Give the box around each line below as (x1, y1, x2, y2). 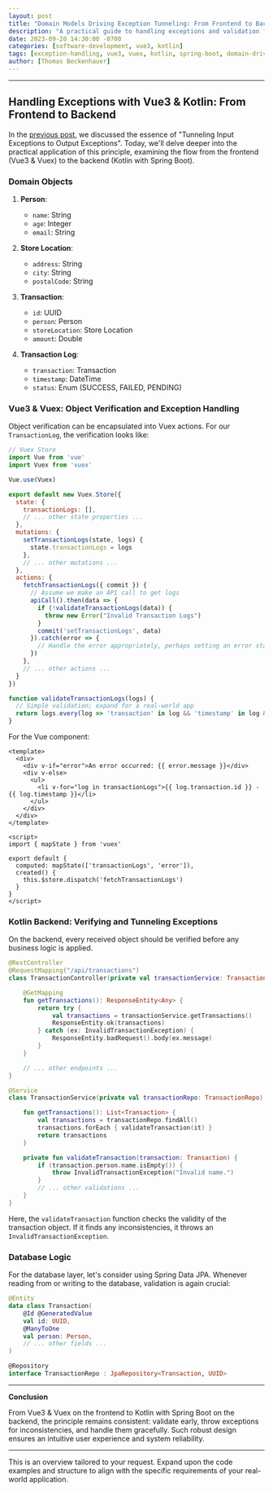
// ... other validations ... (37, 1184, 140, 1192)
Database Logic (8, 1251, 71, 1262)
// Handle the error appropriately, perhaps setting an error (37, 642, 253, 650)
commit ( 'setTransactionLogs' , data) (37, 626, 162, 635)
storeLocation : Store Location (32, 325, 133, 335)
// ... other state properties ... (23, 513, 144, 521)
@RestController (8, 959, 63, 968)
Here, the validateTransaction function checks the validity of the (8, 1213, 227, 1223)
